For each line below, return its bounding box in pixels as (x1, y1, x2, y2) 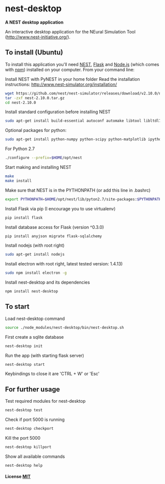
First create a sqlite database (5, 334, 64, 340)
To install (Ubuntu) (5, 48, 63, 57)
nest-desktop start (5, 362, 45, 367)
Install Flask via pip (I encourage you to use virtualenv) (5, 205, 116, 212)
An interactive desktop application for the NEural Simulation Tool (5, 29, 136, 34)
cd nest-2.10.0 (5, 100, 36, 105)
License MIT (5, 474, 31, 480)
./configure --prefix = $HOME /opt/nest (5, 156, 82, 161)
